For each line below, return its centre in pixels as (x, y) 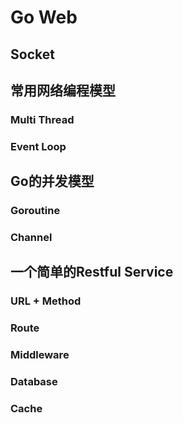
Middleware (40, 355)
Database (34, 382)
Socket (32, 54)
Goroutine (35, 211)
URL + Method (46, 301)
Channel (31, 238)
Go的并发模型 (52, 181)
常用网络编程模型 (63, 90)
